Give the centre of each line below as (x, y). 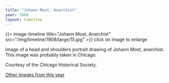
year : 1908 (17, 15)
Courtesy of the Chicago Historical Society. (51, 65)
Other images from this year (35, 75)
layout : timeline (24, 19)
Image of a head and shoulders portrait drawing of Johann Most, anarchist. (85, 50)
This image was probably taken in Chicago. (51, 55)
